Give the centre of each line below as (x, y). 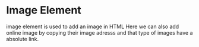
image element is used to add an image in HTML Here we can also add (93, 26)
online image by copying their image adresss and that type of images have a (99, 32)
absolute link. (23, 39)
